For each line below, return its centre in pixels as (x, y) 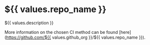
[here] (125, 32)
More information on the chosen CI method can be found (61, 32)
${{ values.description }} (29, 23)
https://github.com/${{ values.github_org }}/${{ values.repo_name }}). (76, 37)
